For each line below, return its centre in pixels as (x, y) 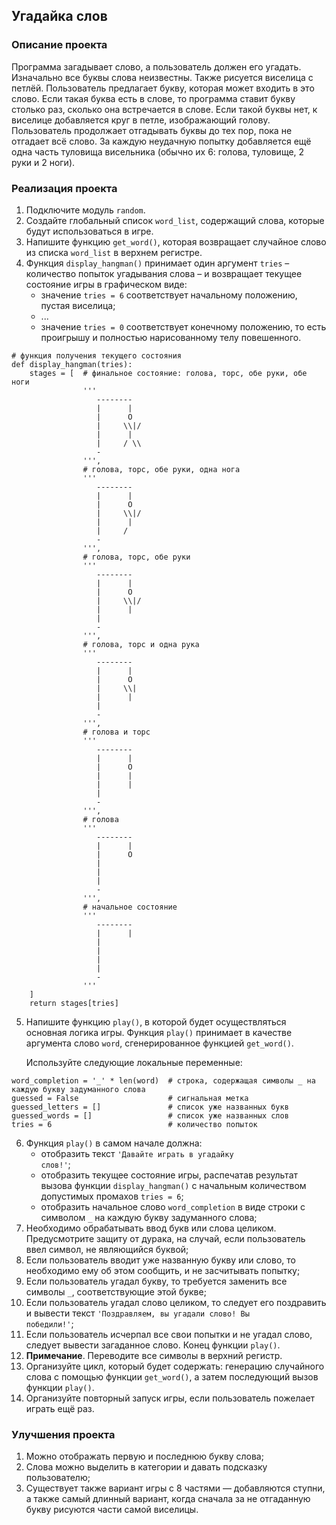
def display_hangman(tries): (72, 364)
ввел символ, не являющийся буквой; (107, 1249)
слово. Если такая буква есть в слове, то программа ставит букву (153, 98)
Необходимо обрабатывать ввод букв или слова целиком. (151, 1228)
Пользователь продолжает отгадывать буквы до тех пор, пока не (152, 130)
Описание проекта (59, 45)
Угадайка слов (59, 16)
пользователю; (58, 1478)
